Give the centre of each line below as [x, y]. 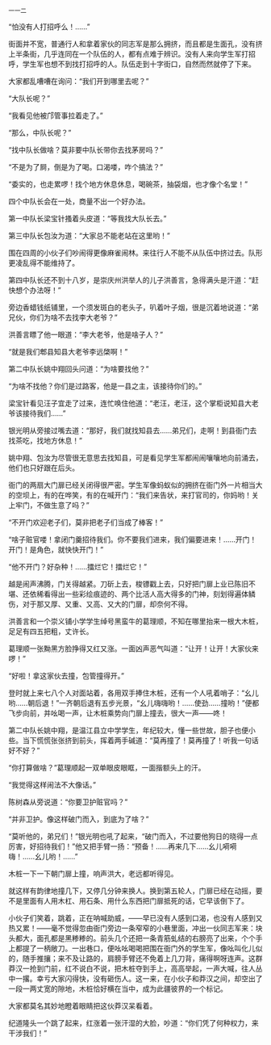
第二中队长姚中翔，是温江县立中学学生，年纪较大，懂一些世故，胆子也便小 [132, 730]
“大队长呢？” [29, 98]
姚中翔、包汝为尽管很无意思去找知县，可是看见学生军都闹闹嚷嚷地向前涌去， [135, 457]
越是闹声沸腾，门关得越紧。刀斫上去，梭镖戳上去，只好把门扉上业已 [121, 584]
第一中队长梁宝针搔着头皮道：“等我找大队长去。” [88, 218]
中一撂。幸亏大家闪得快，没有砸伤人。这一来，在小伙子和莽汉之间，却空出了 [135, 978]
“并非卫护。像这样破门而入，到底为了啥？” [79, 819]
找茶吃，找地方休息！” [46, 441]
